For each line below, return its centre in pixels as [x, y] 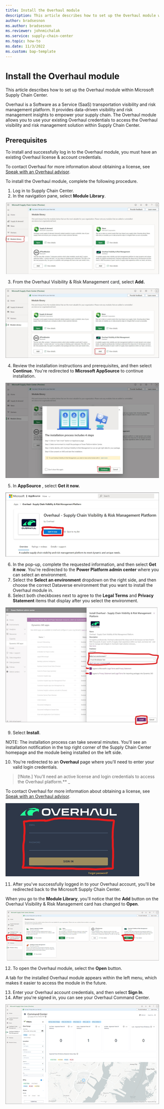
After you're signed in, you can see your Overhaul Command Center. [81, 998]
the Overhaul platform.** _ [44, 782]
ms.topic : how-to [23, 41]
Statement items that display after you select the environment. [75, 600]
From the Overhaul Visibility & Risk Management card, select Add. [79, 282]
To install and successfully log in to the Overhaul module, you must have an [81, 152]
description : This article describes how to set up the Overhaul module [81, 15]
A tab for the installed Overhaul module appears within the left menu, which [81, 978]
